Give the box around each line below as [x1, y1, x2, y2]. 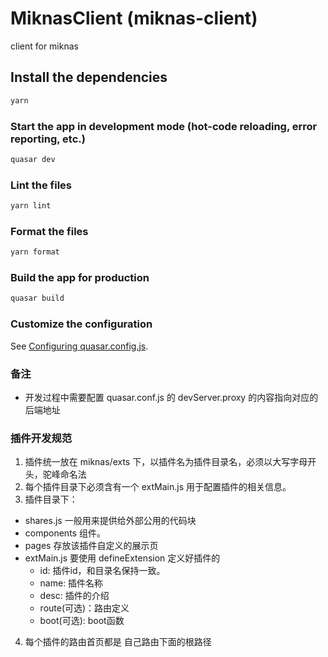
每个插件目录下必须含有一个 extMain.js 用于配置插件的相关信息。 [24, 481, 292, 493]
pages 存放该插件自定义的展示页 [24, 540, 159, 552]
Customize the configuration [10, 317, 153, 331]
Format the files [10, 224, 89, 238]
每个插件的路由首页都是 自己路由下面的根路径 [24, 636, 212, 648]
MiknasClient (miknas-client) [10, 7, 258, 30]
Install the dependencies [10, 69, 168, 86]
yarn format [10, 247, 60, 257]
